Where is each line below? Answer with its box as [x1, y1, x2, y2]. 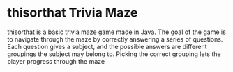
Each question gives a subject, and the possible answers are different [7, 42, 207, 51]
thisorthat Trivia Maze [7, 5, 138, 21]
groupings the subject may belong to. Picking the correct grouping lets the [7, 50, 221, 58]
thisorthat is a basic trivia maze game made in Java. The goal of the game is [7, 28, 227, 36]
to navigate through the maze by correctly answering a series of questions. [7, 35, 223, 43]
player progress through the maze [7, 57, 105, 65]
